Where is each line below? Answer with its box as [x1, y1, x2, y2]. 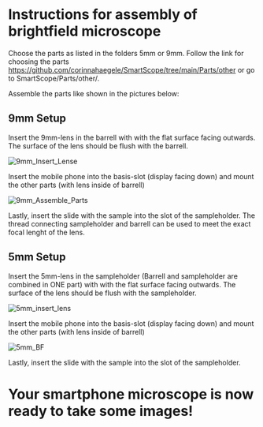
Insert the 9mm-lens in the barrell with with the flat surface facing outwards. [8, 133, 256, 142]
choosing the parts [8, 57, 69, 66]
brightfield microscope [8, 22, 161, 40]
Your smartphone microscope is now [8, 385, 254, 403]
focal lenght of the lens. [8, 227, 85, 237]
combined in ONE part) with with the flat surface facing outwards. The [8, 279, 236, 289]
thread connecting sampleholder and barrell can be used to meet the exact [8, 219, 251, 228]
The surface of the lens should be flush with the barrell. [8, 140, 189, 151]
